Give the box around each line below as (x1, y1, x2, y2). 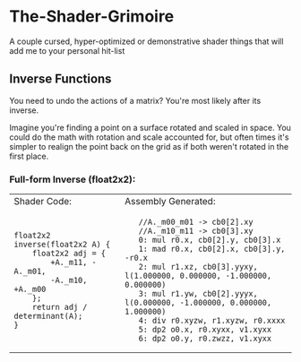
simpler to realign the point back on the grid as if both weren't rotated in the (9, 141, 289, 151)
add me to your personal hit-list (9, 45, 125, 56)
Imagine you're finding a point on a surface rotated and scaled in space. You (9, 122, 291, 133)
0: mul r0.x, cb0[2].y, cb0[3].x (138, 235, 281, 246)
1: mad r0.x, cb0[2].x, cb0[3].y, (138, 244, 286, 254)
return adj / (31, 302, 88, 313)
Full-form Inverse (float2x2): (9, 173, 136, 185)
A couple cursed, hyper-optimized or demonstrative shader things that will (9, 36, 284, 47)
